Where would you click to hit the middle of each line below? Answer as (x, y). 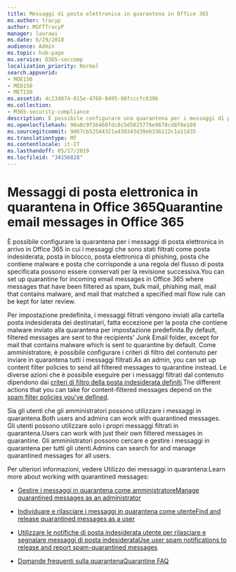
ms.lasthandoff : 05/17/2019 (48, 151)
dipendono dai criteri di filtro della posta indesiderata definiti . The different (114, 382)
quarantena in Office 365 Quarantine (115, 207)
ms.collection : (29, 105)
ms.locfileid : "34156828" (45, 158)
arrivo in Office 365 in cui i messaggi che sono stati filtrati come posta (109, 249)
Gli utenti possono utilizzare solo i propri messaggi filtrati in (93, 425)
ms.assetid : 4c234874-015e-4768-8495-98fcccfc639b (83, 99)
